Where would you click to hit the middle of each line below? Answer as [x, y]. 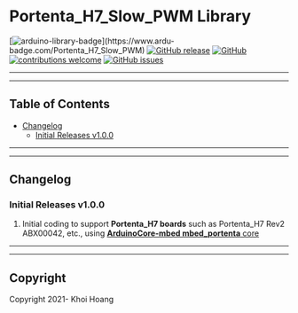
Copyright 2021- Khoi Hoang [62, 300]
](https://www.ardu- [138, 41]
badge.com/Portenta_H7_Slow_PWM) [77, 50]
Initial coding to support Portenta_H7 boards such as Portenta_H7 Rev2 [153, 224]
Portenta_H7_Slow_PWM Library [130, 16]
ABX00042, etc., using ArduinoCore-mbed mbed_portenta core [141, 233]
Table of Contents [60, 104]
